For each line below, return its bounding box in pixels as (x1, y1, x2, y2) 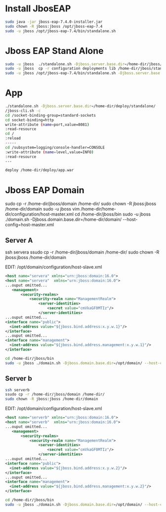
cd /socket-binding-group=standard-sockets (5, 113, 96, 118)
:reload (5, 136, 21, 141)
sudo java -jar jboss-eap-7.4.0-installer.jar (5, 19, 103, 24)
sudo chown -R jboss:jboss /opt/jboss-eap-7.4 (5, 24, 103, 29)
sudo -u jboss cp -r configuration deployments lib (5, 66, 116, 71)
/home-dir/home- (81, 206, 116, 212)
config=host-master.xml (5, 222, 54, 228)
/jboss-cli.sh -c (5, 108, 41, 113)
